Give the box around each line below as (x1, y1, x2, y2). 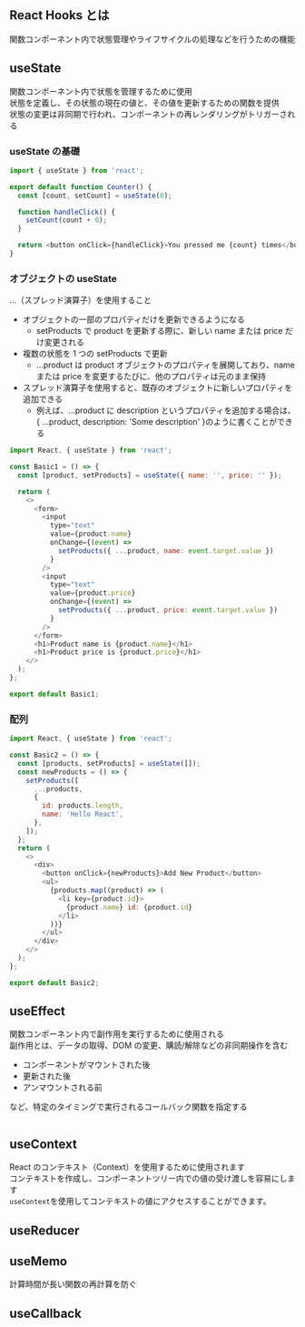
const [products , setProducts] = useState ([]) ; (17, 759, 202, 768)
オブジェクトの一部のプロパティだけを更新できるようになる (22, 314, 245, 325)
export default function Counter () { (9, 182, 152, 192)
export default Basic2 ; (9, 978, 100, 988)
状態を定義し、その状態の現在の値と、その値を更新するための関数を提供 (9, 97, 280, 108)
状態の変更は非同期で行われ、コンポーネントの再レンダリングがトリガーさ (9, 108, 288, 119)
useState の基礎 (9, 145, 80, 157)
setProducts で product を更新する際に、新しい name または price (35, 326, 283, 337)
